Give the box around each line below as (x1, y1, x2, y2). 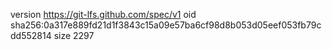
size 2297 (53, 30, 95, 41)
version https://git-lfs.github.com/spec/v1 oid (10, 9, 197, 20)
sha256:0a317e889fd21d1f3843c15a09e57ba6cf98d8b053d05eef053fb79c (10, 19, 322, 31)
